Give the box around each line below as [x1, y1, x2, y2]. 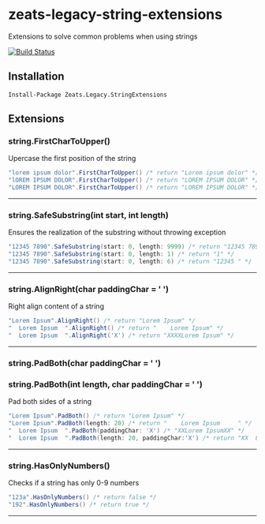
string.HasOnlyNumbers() [8, 460, 110, 471]
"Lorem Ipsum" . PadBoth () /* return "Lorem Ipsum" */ [8, 412, 185, 420]
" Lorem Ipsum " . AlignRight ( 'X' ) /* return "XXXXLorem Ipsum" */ [8, 331, 235, 340]
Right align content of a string [8, 301, 105, 311]
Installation [8, 69, 65, 84]
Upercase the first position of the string [8, 154, 136, 163]
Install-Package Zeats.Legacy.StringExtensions [8, 91, 168, 99]
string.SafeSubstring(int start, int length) [8, 209, 170, 220]
